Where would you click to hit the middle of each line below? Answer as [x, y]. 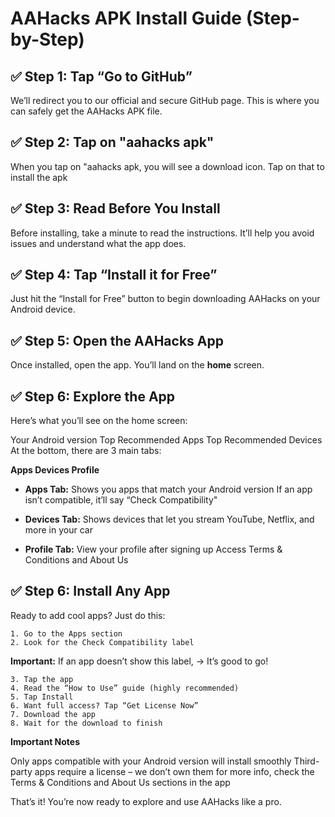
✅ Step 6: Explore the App [93, 396]
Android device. [43, 309]
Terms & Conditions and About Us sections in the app [120, 782]
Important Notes [45, 741]
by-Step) [47, 39]
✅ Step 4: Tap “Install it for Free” [114, 275]
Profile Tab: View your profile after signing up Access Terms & [153, 549]
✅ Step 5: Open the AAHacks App [117, 340]
